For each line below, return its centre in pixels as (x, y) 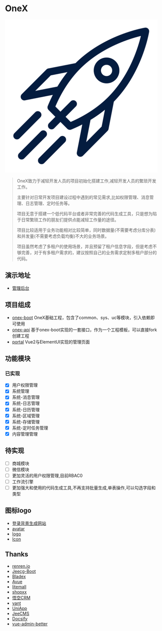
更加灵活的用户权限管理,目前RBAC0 (47, 475)
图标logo (18, 511)
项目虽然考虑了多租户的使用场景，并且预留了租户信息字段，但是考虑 (85, 246)
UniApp (20, 608)
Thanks (17, 554)
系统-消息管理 (26, 397)
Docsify (20, 618)
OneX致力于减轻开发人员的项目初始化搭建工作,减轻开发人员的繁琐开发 (87, 181)
